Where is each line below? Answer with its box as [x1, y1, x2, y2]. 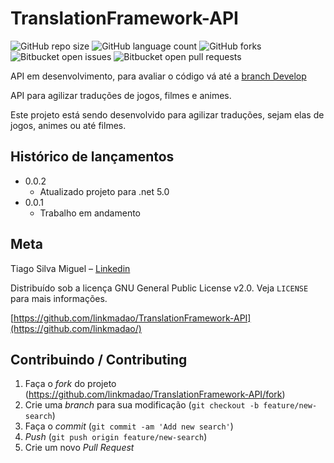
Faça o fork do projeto [24, 378, 117, 390]
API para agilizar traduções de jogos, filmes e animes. [10, 89, 232, 101]
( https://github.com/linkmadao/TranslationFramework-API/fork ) [24, 388, 286, 401]
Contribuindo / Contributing [10, 351, 188, 368]
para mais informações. [10, 292, 108, 304]
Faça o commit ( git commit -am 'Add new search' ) [24, 420, 234, 432]
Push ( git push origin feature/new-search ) [24, 431, 208, 443]
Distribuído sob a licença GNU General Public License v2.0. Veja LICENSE [10, 282, 309, 294]
